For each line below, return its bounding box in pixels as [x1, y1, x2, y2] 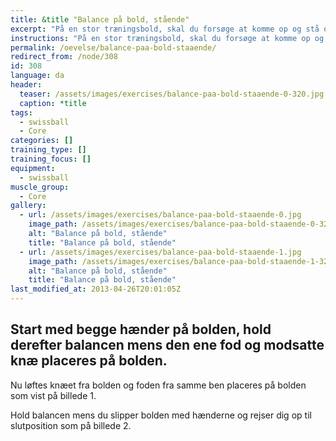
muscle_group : [10, 182, 70, 192]
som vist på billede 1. [10, 389, 97, 401]
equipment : [10, 163, 56, 173]
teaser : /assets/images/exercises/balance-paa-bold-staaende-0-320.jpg [19, 89, 325, 99]
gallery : [10, 201, 47, 211]
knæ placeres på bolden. [10, 352, 168, 370]
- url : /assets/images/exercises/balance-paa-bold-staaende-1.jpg [19, 247, 302, 257]
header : [10, 80, 43, 90]
